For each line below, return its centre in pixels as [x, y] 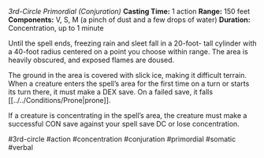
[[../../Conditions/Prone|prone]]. [59, 100]
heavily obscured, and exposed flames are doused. [91, 60]
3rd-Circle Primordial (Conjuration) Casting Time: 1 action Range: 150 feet [129, 11]
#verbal [21, 147]
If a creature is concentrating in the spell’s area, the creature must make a [128, 116]
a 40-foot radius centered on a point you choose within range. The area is [128, 51]
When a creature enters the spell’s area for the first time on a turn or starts [129, 83]
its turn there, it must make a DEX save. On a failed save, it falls [111, 92]
